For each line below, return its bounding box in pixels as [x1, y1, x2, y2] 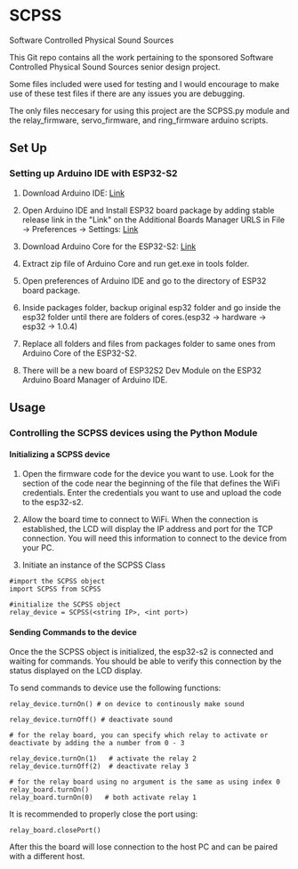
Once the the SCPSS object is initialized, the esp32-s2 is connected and [9, 647, 274, 657]
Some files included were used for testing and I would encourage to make [9, 78, 280, 89]
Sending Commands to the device [9, 626, 138, 637]
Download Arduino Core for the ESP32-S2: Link [21, 241, 197, 252]
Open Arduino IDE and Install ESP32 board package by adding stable [21, 205, 275, 215]
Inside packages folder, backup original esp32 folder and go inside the [21, 302, 282, 312]
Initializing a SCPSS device [9, 448, 111, 459]
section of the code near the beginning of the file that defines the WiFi [21, 478, 280, 489]
